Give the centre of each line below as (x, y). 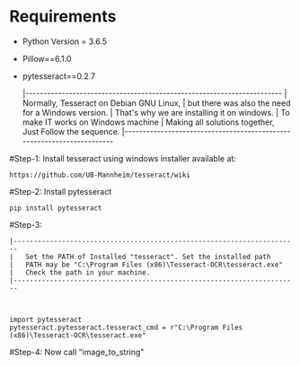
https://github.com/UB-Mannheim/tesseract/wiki (100, 175)
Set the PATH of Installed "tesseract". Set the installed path (148, 257)
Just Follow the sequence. (71, 131)
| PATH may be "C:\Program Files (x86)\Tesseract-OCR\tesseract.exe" (146, 265)
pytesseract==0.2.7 (59, 76)
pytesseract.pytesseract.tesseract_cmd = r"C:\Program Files (126, 327)
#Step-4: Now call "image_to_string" (77, 352)
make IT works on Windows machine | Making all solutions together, (148, 122)
